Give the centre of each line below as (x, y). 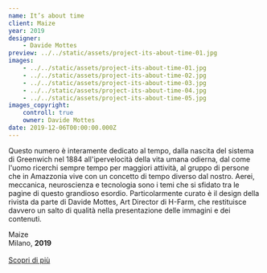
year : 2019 (27, 31)
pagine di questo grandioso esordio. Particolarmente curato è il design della (134, 193)
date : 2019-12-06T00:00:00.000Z (62, 128)
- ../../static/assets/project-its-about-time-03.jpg (115, 83)
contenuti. (25, 218)
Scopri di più (29, 260)
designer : (25, 38)
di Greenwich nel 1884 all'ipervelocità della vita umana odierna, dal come (129, 159)
